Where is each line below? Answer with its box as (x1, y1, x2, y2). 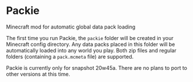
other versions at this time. (6, 70, 70, 77)
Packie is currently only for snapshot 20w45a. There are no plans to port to (6, 64, 187, 71)
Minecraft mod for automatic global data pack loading (6, 23, 136, 30)
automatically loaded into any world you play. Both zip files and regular (6, 47, 177, 54)
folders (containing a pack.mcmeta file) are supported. (6, 53, 134, 60)
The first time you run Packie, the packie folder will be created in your (6, 34, 174, 41)
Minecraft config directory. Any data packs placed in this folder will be (6, 41, 175, 48)
